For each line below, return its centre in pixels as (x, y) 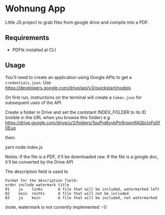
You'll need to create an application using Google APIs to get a (68, 77)
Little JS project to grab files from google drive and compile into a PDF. (77, 22)
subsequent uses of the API (33, 102)
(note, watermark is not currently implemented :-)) (56, 207)
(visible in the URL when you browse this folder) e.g (58, 117)
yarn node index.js (24, 147)
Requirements (27, 38)
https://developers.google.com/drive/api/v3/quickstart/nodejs (68, 87)
